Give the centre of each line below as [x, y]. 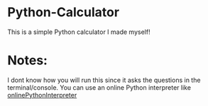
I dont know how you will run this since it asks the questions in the [104, 80]
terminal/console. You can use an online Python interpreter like [99, 87]
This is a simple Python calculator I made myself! [79, 32]
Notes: [28, 60]
